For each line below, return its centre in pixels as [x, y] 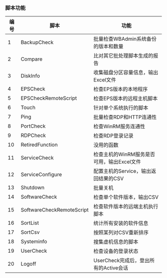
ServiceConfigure [41, 175]
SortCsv [30, 232]
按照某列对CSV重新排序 [121, 233]
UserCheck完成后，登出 [122, 261]
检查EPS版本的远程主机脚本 [126, 99]
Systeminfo [34, 242]
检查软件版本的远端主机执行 [126, 207]
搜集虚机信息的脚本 [116, 242]
